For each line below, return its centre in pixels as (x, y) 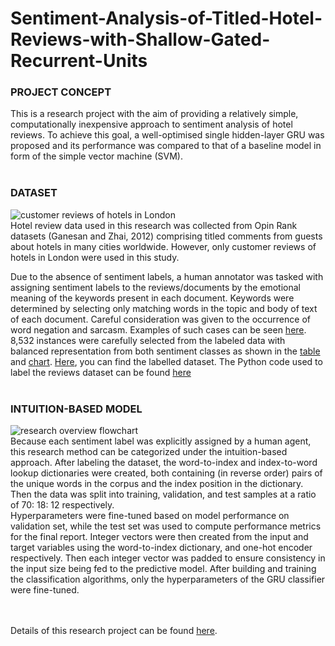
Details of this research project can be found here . (114, 631)
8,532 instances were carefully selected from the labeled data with (148, 340)
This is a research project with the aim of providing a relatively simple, (154, 114)
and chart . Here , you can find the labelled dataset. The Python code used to (166, 361)
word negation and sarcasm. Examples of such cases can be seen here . (158, 329)
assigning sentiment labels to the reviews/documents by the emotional (155, 287)
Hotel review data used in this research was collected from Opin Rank (154, 225)
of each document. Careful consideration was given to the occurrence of (160, 319)
